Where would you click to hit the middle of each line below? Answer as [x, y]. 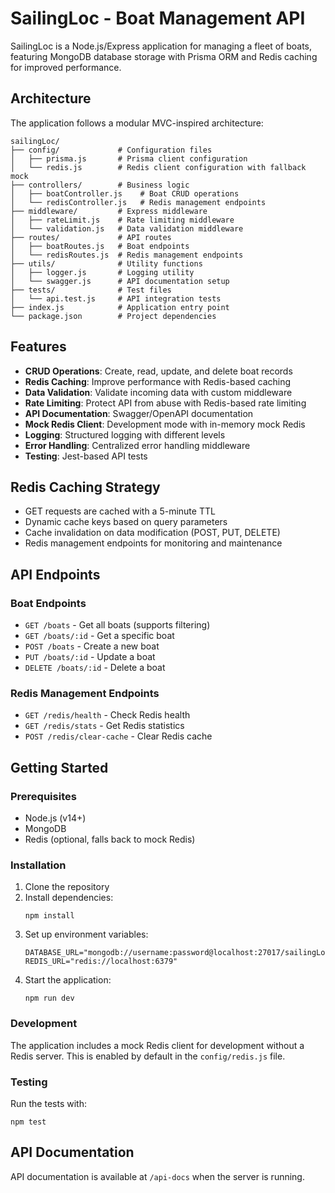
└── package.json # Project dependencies [113, 316]
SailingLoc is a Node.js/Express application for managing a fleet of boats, [161, 46]
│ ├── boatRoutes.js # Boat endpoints [100, 246]
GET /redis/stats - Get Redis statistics [104, 726]
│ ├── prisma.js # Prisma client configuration [129, 158]
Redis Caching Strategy [85, 487]
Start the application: [68, 980]
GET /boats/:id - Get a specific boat [99, 636]
